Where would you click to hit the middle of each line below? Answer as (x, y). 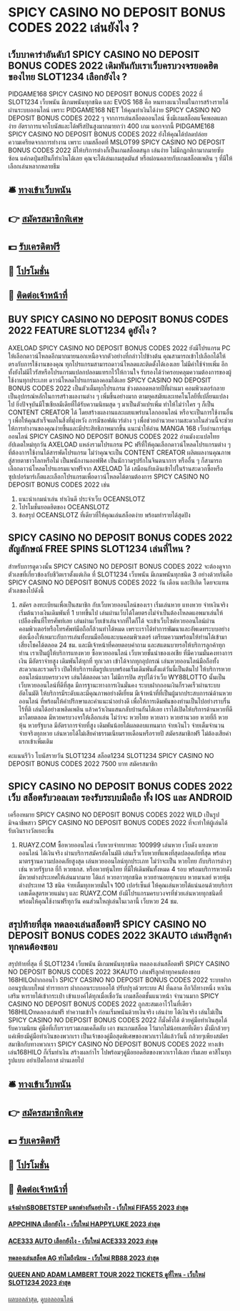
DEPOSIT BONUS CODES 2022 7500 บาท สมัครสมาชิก (83, 763)
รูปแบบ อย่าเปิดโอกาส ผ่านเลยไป (46, 1060)
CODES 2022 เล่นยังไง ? (74, 28)
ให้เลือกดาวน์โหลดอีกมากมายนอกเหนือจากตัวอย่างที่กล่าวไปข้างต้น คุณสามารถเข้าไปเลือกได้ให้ (117, 356)
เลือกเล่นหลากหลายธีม (34, 166)
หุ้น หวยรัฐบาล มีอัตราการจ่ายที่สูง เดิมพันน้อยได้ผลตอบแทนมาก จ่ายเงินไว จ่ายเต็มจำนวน (121, 725)
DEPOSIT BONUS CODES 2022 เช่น (59, 484)
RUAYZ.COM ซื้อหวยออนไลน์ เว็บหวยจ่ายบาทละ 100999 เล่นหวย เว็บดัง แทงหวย (118, 845)
